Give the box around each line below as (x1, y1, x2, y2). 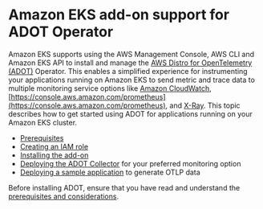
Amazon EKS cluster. (8, 117, 78, 127)
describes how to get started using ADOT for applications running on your (8, 109, 253, 118)
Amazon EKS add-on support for (8, 6, 230, 24)
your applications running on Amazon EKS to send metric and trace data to (8, 75, 255, 84)
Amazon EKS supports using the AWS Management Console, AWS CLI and (8, 49, 255, 59)
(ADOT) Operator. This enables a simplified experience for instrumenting (8, 66, 248, 76)
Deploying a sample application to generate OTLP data (19, 167, 200, 177)
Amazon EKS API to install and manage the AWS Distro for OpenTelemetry (8, 58, 253, 68)
